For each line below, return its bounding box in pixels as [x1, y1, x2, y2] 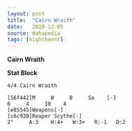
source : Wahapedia [7, 29, 60, 37]
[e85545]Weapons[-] [7, 107, 64, 114]
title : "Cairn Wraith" [7, 17, 76, 24]
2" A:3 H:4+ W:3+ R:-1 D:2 [7, 119, 126, 126]
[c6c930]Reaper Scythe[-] [7, 113, 82, 120]
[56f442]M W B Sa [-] [7, 95, 117, 102]
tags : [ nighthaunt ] [7, 36, 64, 43]
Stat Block [7, 69, 38, 77]
